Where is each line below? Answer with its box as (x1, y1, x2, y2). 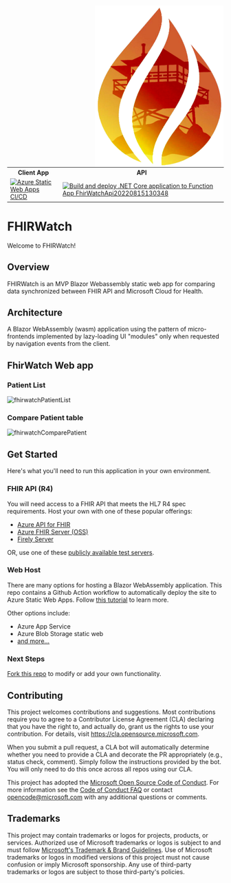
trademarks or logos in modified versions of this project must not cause (7, 853, 210, 861)
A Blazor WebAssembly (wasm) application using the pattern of (7, 325, 187, 334)
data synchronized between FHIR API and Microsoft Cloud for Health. (7, 287, 204, 295)
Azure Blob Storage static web (16, 629, 104, 637)
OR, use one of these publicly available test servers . (7, 548, 155, 556)
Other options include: (7, 609, 70, 617)
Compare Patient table (7, 413, 84, 423)
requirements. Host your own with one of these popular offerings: (7, 507, 192, 515)
